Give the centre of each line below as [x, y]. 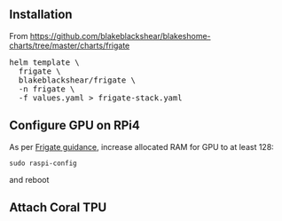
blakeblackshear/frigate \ [77, 80]
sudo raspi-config [43, 163]
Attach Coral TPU [58, 208]
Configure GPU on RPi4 [74, 126]
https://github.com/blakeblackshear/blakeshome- [120, 36]
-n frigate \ [47, 89]
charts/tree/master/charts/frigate [70, 45]
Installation [41, 15]
